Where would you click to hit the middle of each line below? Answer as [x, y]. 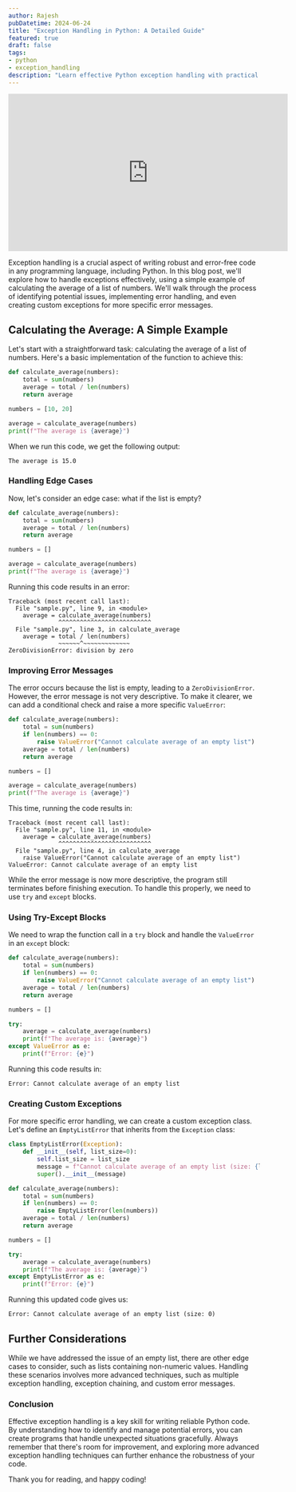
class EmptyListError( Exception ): [66, 1144]
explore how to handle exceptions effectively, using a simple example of [127, 279]
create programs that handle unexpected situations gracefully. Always [123, 1438]
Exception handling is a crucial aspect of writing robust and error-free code [132, 262]
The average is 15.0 [43, 461]
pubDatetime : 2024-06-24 [49, 23]
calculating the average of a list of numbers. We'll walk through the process [132, 288]
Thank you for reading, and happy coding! [77, 1479]
